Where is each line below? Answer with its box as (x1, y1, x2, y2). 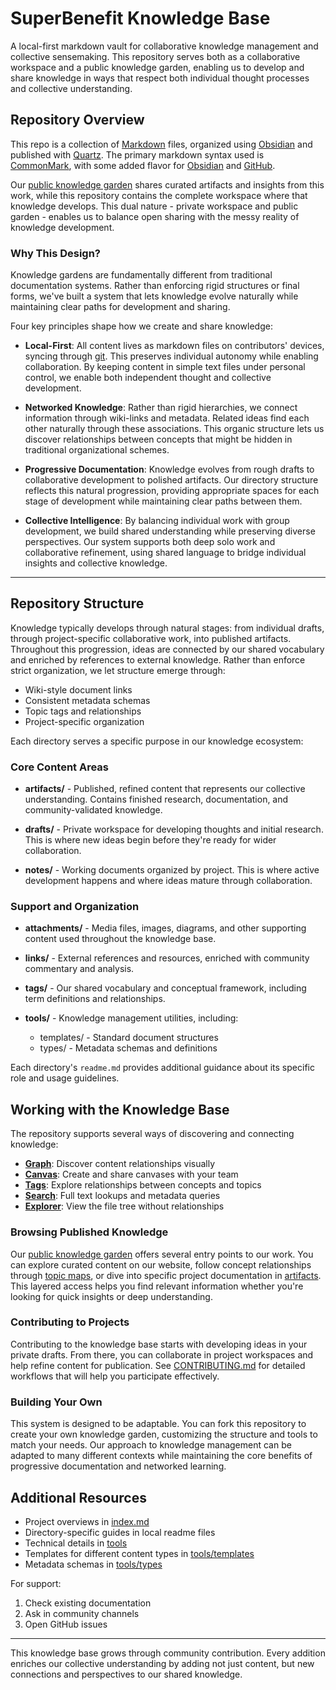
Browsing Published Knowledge (10, 1225, 169, 1239)
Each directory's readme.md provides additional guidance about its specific (10, 1062, 315, 1074)
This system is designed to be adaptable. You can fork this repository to (10, 1418, 307, 1430)
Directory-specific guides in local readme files (24, 1526, 216, 1538)
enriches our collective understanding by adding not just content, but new (10, 1657, 315, 1669)
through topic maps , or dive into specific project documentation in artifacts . (10, 1269, 322, 1281)
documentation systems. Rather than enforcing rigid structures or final (10, 280, 300, 292)
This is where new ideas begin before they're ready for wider (24, 834, 277, 846)
